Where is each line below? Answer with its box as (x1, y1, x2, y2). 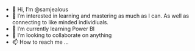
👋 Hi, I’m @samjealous (12, 6, 69, 13)
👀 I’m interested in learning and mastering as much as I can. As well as (12, 12, 190, 19)
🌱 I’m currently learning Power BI (12, 25, 95, 32)
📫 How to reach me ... (12, 38, 69, 46)
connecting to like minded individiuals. (12, 19, 108, 25)
